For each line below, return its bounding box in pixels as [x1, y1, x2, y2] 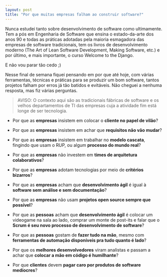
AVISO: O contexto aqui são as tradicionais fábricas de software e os [17, 97, 159, 103]
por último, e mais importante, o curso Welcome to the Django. [5, 52, 134, 58]
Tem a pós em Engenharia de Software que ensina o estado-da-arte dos [5, 31, 154, 37]
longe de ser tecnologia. [17, 108, 67, 114]
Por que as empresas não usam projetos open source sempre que [12, 197, 151, 203]
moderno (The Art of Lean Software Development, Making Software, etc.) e [5, 47, 160, 53]
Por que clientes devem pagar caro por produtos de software [12, 262, 141, 268]
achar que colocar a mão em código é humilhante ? [12, 252, 119, 258]
